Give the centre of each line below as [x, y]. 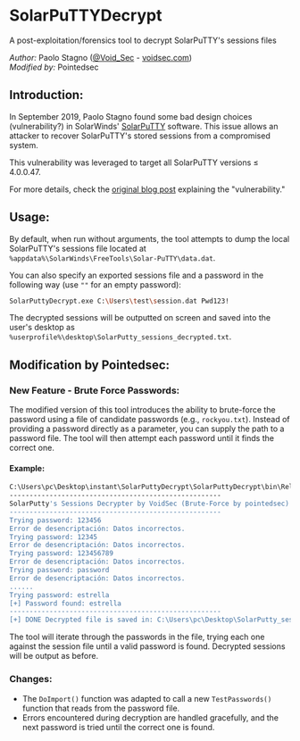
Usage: [30, 217]
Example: [27, 468]
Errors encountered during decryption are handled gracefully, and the [150, 717]
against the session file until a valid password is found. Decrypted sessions [147, 646]
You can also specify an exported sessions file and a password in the [137, 275]
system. [24, 145]
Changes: [31, 679]
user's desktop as [42, 328]
